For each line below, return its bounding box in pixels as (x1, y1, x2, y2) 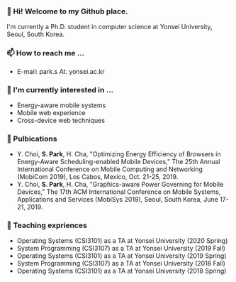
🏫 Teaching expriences (6, 220, 88, 230)
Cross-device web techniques (16, 116, 106, 124)
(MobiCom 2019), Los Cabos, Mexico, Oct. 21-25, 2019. (16, 173, 179, 181)
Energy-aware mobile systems (16, 101, 106, 109)
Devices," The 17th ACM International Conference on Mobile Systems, (16, 188, 221, 196)
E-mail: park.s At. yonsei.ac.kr (16, 67, 105, 75)
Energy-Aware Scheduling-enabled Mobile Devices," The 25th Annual (16, 158, 220, 166)
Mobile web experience (16, 108, 86, 116)
